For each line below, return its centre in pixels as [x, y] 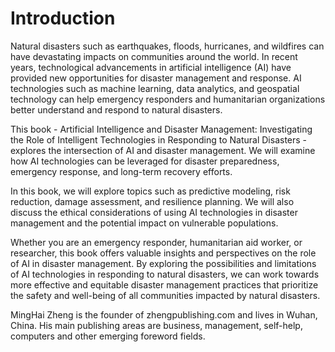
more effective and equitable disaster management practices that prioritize [164, 284]
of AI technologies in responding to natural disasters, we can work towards [165, 274]
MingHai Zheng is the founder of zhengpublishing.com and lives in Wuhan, [164, 314]
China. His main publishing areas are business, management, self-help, [156, 325]
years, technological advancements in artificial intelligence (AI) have [151, 67]
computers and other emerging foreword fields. [108, 336]
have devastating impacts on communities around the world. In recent [154, 56]
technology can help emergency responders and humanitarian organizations [168, 99]
